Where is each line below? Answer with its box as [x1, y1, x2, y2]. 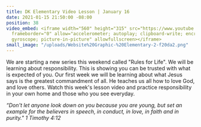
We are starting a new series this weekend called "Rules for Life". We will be [6, 58, 194, 66]
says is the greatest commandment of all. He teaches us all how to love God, [6, 77, 195, 84]
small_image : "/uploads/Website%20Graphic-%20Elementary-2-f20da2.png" [6, 42, 188, 48]
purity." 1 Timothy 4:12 [6, 114, 61, 121]
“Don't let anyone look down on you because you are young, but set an [6, 101, 182, 109]
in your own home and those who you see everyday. [6, 90, 135, 97]
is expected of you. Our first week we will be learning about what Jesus [6, 71, 182, 78]
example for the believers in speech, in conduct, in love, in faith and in [6, 108, 179, 115]
